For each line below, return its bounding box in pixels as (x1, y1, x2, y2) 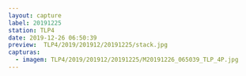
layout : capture (8, 11, 62, 20)
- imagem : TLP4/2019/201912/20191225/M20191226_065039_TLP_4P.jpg (15, 56, 239, 64)
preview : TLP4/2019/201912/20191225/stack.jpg (8, 41, 168, 49)
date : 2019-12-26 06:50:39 (8, 33, 97, 42)
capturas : (8, 48, 41, 56)
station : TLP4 (8, 26, 55, 34)
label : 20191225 (8, 19, 62, 27)
